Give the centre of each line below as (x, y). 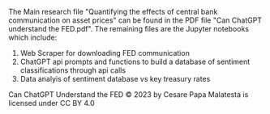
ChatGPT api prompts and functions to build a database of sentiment (135, 61)
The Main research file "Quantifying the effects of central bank (113, 12)
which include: (33, 37)
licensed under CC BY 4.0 (51, 103)
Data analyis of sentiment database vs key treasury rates (115, 79)
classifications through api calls (73, 70)
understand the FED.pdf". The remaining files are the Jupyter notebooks (129, 29)
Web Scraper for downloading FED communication (105, 53)
